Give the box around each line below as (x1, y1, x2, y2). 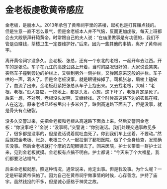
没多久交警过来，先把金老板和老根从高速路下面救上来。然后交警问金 (5, 118, 145, 124)
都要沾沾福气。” (9, 155, 40, 161)
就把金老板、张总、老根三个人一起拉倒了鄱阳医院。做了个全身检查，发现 (9, 137, 158, 143)
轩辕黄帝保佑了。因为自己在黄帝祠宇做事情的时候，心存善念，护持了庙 (13, 172, 158, 178)
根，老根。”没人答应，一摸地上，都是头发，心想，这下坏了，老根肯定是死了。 (5, 88, 162, 95)
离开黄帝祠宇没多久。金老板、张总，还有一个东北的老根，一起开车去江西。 (5, 57, 158, 63)
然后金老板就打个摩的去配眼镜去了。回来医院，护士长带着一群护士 (22, 143, 158, 149)
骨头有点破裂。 (9, 107, 40, 113)
